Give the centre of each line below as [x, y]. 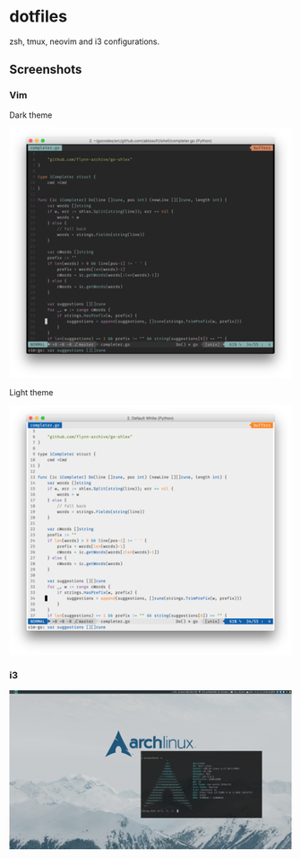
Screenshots [46, 70]
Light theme [31, 392]
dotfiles [39, 17]
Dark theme [31, 115]
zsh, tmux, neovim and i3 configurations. [85, 41]
